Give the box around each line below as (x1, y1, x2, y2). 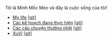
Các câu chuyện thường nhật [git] (12, 25, 82, 31)
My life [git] (12, 14, 36, 20)
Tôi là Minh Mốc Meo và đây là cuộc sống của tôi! (5, 5, 107, 10)
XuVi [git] (12, 30, 32, 36)
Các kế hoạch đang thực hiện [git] (12, 20, 83, 25)
